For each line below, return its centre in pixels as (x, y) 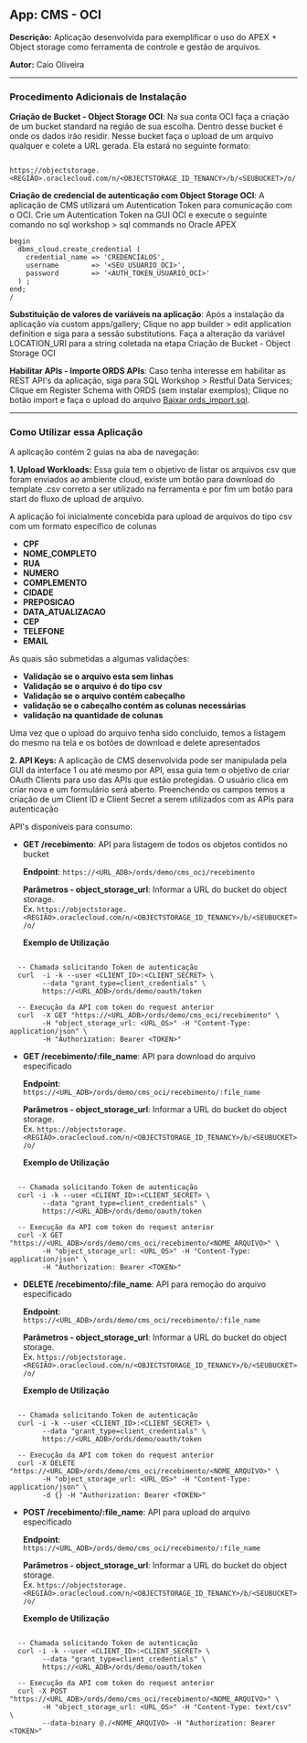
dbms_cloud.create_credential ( (79, 250)
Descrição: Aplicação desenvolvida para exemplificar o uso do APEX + (143, 37)
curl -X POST (42, 1691)
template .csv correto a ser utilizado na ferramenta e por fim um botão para (152, 489)
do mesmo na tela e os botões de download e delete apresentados (135, 743)
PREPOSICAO (49, 602)
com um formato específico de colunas (83, 526)
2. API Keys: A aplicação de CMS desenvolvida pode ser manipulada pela (148, 760)
